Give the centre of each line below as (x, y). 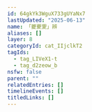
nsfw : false (24, 72)
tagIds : (18, 53)
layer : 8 (20, 40)
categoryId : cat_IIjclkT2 (45, 46)
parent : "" (23, 78)
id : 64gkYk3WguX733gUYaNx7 (46, 14)
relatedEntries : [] (36, 85)
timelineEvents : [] (36, 91)
